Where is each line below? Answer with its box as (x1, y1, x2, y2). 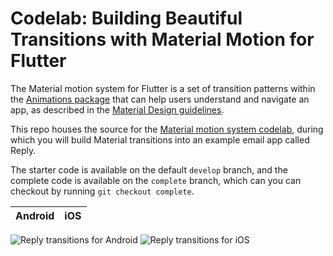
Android (15, 208, 55, 222)
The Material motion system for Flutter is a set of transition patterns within (10, 82, 316, 94)
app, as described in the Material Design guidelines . (10, 103, 225, 116)
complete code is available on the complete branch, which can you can (10, 174, 302, 186)
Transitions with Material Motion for (10, 28, 315, 51)
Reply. (10, 144, 37, 156)
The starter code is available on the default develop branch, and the (10, 163, 288, 176)
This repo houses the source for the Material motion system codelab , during (10, 123, 324, 135)
